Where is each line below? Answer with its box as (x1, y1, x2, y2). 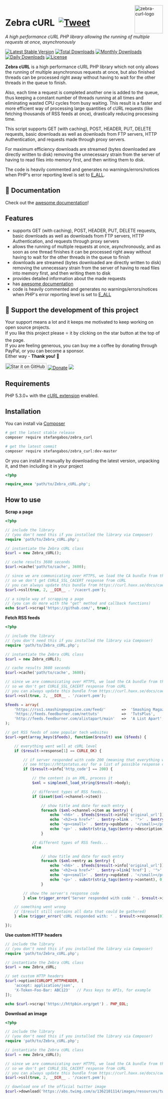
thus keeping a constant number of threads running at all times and (5, 95, 143, 101)
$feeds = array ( (5, 702, 39, 707)
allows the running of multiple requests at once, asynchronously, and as (12, 243, 161, 250)
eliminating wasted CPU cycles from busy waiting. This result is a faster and (5, 100, 161, 106)
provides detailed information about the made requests (12, 275, 126, 281)
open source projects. (5, 324, 50, 330)
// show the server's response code (23, 891, 99, 896)
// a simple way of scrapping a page (5, 596, 84, 601)
